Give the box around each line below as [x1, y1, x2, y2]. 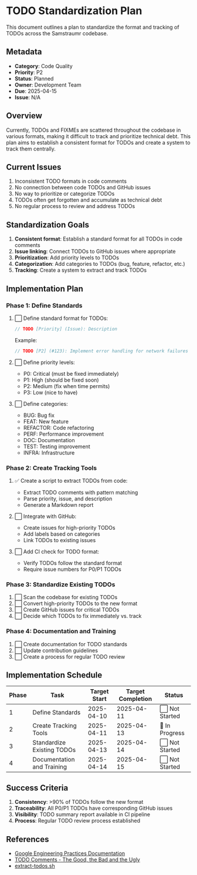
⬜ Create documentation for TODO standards [14, 640, 128, 647]
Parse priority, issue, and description [23, 495, 113, 502]
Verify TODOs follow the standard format [23, 559, 122, 566]
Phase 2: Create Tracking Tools [6, 463, 97, 472]
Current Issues [6, 162, 62, 172]
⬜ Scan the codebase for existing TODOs [14, 594, 118, 601]
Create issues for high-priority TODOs [23, 524, 116, 531]
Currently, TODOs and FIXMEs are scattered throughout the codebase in [6, 126, 181, 133]
